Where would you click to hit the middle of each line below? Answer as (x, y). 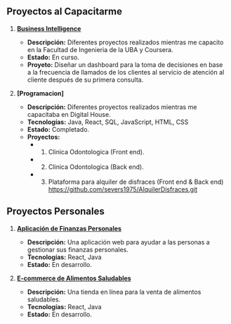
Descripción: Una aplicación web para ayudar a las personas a (118, 242)
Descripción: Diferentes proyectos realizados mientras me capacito (125, 42)
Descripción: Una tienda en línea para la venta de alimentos (114, 292)
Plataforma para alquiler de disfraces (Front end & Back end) (136, 182)
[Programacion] (40, 93)
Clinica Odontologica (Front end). (96, 151)
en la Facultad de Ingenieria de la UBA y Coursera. (100, 49)
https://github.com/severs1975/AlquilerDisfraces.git (123, 189)
